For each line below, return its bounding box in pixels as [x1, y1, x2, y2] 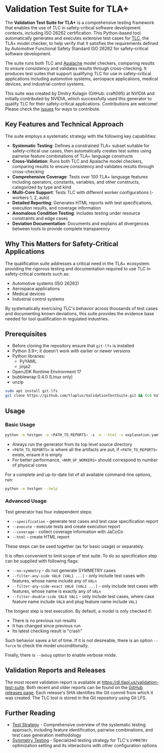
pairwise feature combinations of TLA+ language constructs [12, 153, 133, 159]
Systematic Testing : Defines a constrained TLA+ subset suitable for [12, 143, 150, 149]
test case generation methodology [12, 732, 82, 738]
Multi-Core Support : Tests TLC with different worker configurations [12, 189, 149, 195]
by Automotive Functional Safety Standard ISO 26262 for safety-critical [5, 45, 149, 51]
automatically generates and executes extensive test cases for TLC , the [5, 35, 149, 41]
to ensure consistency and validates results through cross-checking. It [5, 65, 147, 71]
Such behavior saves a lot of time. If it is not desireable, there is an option [5, 637, 153, 643]
